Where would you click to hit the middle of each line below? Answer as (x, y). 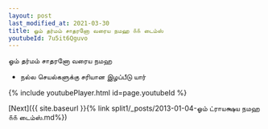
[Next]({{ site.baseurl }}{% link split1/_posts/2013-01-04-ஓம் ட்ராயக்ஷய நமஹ (134, 108)
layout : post (30, 16)
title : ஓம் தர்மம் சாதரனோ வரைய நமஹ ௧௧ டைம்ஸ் (86, 30)
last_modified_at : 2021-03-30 (59, 23)
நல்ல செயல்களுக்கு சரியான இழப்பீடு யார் (83, 77)
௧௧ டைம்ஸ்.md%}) (38, 118)
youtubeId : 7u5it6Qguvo (48, 38)
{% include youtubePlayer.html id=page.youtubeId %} (98, 93)
